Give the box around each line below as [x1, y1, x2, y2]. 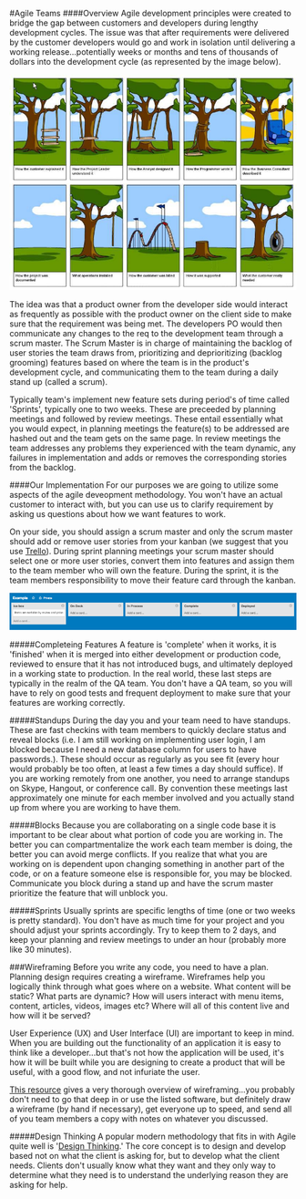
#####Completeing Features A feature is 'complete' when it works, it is [9, 639, 277, 650]
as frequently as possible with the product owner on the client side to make [9, 309, 292, 319]
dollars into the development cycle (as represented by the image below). [9, 57, 281, 67]
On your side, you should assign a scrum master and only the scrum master [9, 526, 293, 537]
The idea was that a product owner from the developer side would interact [9, 299, 289, 309]
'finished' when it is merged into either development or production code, [9, 649, 281, 660]
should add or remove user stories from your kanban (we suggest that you [9, 536, 289, 546]
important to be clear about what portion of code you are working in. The [9, 830, 284, 841]
